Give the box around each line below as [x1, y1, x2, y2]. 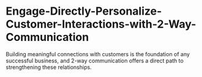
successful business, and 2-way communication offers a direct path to [6, 57, 184, 64]
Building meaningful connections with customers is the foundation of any [6, 50, 190, 57]
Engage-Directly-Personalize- [6, 4, 162, 18]
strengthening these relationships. [6, 63, 92, 71]
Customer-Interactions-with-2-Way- [6, 17, 196, 31]
